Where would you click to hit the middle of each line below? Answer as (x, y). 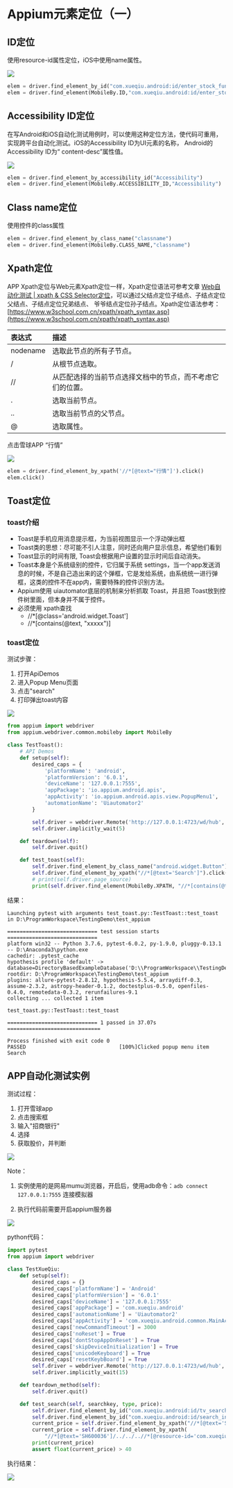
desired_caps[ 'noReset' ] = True (79, 1334)
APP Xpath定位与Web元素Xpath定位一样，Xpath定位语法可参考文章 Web (111, 286)
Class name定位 (42, 207)
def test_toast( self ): (52, 860)
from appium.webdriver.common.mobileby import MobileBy (89, 733)
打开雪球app (35, 1109)
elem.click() (26, 477)
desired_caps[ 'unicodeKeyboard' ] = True (91, 1353)
